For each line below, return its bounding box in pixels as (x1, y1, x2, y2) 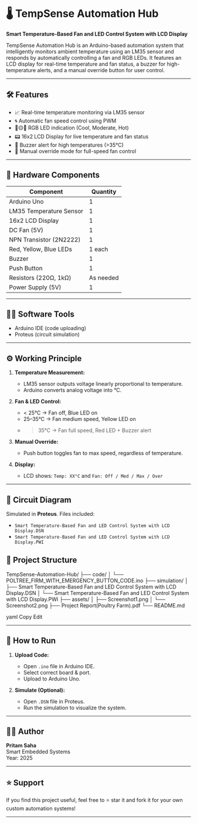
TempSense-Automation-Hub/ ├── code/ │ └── (6, 570, 124, 577)
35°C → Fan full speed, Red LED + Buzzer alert (38, 427, 151, 434)
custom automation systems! (6, 805, 76, 812)
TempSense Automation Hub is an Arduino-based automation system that (6, 42, 184, 49)
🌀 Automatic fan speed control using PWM (14, 117, 117, 124)
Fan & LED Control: (14, 398, 62, 405)
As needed (89, 273, 119, 281)
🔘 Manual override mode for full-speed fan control (14, 147, 137, 155)
